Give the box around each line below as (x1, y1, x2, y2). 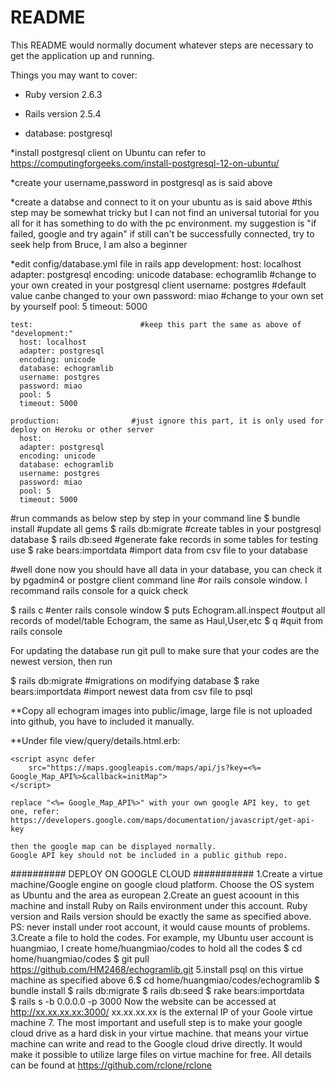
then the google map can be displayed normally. (10, 841, 217, 851)
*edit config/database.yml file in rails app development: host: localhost (10, 257, 302, 270)
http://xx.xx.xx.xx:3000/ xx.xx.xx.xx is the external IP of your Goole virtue (10, 1006, 313, 1018)
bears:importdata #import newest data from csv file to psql (10, 685, 253, 697)
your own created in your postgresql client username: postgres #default (10, 279, 307, 291)
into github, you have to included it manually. (10, 715, 195, 727)
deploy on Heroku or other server (10, 424, 155, 435)
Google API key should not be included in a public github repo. (10, 850, 288, 860)
